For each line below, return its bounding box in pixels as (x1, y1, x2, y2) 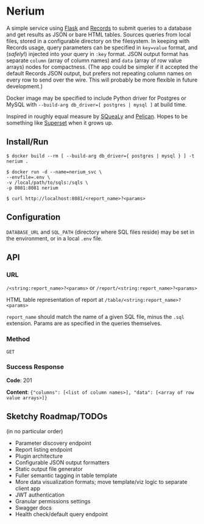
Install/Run (6, 137, 49, 147)
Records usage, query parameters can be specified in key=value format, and (6, 44, 198, 51)
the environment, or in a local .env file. (6, 234, 103, 242)
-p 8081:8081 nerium (6, 184, 59, 191)
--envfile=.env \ (6, 174, 51, 180)
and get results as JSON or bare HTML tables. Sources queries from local (6, 30, 191, 38)
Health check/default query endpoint (15, 510, 108, 518)
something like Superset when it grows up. (6, 119, 114, 126)
